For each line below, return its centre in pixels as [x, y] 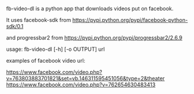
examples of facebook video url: [46, 61]
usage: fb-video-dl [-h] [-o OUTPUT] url [56, 49]
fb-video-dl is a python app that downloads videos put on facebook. [90, 9]
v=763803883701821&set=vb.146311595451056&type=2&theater [85, 78]
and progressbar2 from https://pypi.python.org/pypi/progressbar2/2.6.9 [94, 38]
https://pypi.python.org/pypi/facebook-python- [130, 20]
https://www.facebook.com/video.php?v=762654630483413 [81, 85]
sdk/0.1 [15, 26]
